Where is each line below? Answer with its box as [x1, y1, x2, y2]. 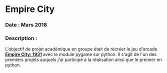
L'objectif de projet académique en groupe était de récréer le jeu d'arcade [5, 46, 157, 52]
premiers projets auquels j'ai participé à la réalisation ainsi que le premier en [5, 56, 162, 63]
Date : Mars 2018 [5, 21, 47, 28]
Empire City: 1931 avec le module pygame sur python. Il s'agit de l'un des [5, 51, 157, 57]
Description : [5, 35, 37, 42]
